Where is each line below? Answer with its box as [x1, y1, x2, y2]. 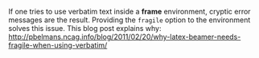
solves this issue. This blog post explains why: [8, 24, 162, 33]
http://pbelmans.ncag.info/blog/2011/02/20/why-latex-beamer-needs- [8, 32, 241, 41]
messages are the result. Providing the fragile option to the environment [8, 15, 251, 25]
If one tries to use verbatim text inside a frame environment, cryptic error [8, 7, 251, 16]
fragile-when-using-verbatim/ [8, 41, 108, 50]
